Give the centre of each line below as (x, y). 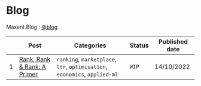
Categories (90, 45)
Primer (28, 74)
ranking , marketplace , (86, 59)
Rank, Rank (35, 59)
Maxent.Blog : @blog (32, 27)
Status (139, 45)
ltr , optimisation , (82, 66)
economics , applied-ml (87, 74)
